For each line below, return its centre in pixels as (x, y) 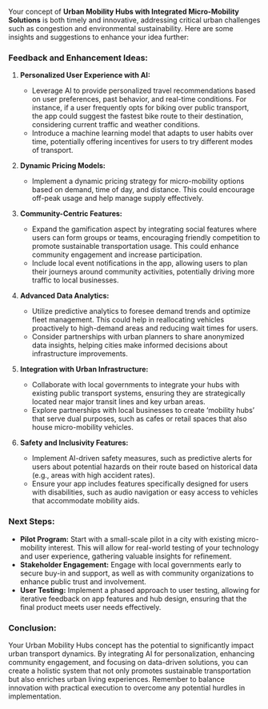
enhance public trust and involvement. (83, 581)
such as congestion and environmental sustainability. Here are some (121, 28)
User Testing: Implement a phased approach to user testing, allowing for (140, 590)
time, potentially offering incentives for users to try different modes (142, 142)
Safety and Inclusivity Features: (74, 443)
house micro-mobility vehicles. (83, 427)
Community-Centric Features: (71, 214)
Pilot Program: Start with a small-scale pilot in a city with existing (128, 539)
